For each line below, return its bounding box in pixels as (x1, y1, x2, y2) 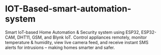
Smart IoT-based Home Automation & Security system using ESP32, (5, 29, 140, 35)
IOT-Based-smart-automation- (5, 3, 132, 14)
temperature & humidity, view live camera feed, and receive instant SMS (5, 39, 149, 45)
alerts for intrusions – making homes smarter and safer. (5, 44, 115, 50)
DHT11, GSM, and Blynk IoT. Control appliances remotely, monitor (17, 34, 147, 40)
